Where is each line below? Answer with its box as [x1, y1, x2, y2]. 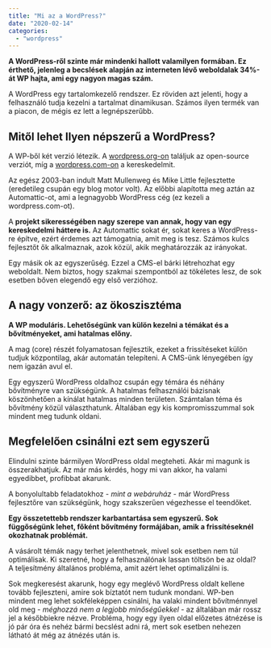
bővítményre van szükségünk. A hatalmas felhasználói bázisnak [8, 385, 221, 395]
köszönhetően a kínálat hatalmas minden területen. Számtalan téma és [8, 394, 243, 403]
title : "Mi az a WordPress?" [8, 11, 106, 20]
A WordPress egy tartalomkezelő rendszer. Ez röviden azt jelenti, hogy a [8, 90, 248, 99]
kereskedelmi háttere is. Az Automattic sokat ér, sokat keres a [8, 225, 216, 235]
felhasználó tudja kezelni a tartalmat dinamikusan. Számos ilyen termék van [8, 98, 260, 107]
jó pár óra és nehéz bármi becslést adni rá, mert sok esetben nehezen [8, 621, 241, 631]
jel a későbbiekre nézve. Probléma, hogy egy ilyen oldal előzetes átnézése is [8, 612, 263, 622]
